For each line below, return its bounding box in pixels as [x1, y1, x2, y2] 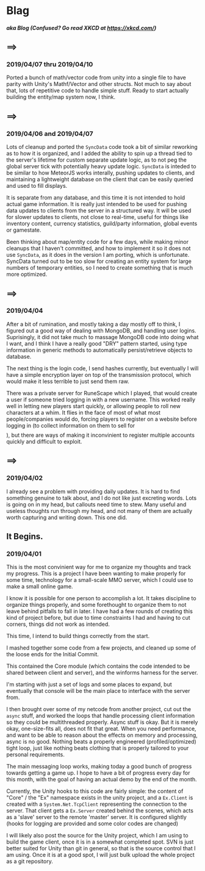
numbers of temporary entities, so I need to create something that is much [6, 264, 193, 271]
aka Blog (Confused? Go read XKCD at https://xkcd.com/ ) [6, 24, 157, 31]
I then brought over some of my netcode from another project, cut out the [6, 706, 191, 713]
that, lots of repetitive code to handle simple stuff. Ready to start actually [6, 87, 189, 95]
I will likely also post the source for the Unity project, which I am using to [6, 832, 189, 839]
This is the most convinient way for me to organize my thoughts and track [6, 564, 192, 571]
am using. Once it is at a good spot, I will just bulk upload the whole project [6, 851, 195, 859]
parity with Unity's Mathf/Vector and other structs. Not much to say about [6, 81, 192, 88]
